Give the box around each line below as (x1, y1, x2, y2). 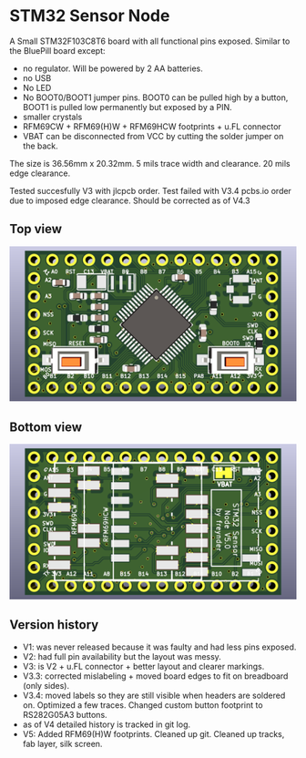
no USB (22, 72, 52, 83)
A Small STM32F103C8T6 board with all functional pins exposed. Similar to (9, 36, 291, 46)
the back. (22, 140, 59, 151)
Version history (9, 617, 99, 633)
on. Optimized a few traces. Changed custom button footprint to (22, 699, 263, 711)
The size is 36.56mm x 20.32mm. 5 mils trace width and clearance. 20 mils (9, 158, 291, 169)
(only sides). (22, 680, 70, 691)
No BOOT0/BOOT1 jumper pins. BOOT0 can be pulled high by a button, (22, 92, 289, 103)
